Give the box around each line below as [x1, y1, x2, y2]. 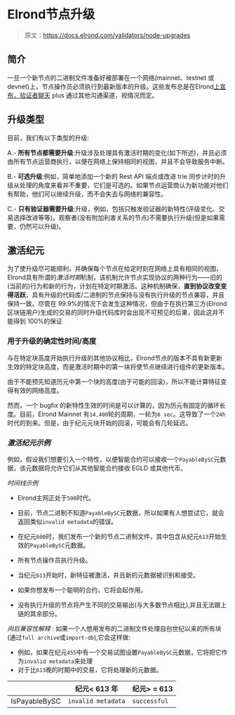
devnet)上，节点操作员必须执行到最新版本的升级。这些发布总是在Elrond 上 [7, 82, 220, 91]
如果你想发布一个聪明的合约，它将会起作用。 [17, 585, 147, 594]
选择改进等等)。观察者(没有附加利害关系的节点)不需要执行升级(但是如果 [13, 213, 220, 222]
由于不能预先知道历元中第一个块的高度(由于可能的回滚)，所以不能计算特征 [7, 377, 221, 386]
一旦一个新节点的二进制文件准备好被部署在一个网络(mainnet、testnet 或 [7, 73, 215, 81]
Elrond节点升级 [7, 6, 95, 22]
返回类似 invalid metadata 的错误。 [17, 517, 118, 526]
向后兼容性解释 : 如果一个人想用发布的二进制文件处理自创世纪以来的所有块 [7, 624, 222, 632]
